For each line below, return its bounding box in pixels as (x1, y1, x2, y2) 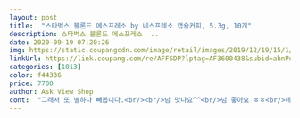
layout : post (9, 12, 58, 22)
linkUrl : (9, 54, 42, 63)
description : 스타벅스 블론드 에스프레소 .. (9, 29, 159, 38)
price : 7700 (9, 79, 54, 88)
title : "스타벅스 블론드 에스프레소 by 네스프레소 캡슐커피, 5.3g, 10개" (9, 21, 252, 30)
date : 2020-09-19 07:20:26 (9, 37, 110, 47)
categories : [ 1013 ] (9, 63, 82, 72)
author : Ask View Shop (9, 87, 94, 96)
